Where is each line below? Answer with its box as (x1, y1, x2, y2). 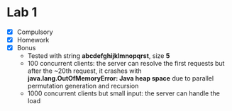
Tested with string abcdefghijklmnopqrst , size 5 (27, 52, 170, 60)
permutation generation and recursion (27, 82, 139, 90)
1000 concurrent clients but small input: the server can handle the (27, 89, 221, 98)
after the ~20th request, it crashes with (27, 66, 143, 75)
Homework (16, 36, 50, 44)
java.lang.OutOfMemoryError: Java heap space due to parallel (27, 74, 214, 83)
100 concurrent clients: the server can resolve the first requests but (27, 59, 225, 68)
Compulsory (16, 28, 54, 36)
